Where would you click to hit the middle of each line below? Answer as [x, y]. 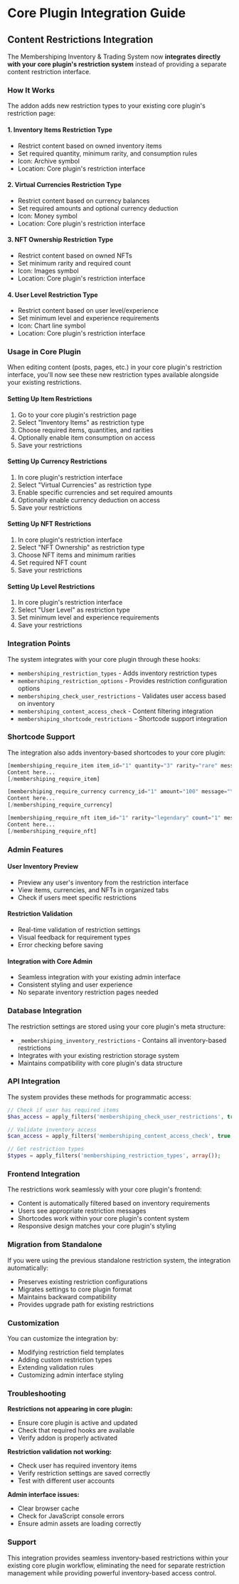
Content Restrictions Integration [80, 40]
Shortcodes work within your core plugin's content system [103, 1219]
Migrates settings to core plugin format [75, 1289]
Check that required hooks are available [76, 1431]
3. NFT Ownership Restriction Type [60, 240]
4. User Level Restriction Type [53, 295]
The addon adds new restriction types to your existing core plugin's [107, 106]
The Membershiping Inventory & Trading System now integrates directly [114, 56]
